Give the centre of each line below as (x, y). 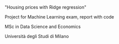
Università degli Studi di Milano (37, 36)
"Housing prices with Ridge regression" (45, 7)
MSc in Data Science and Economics (43, 26)
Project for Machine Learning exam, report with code (59, 17)
